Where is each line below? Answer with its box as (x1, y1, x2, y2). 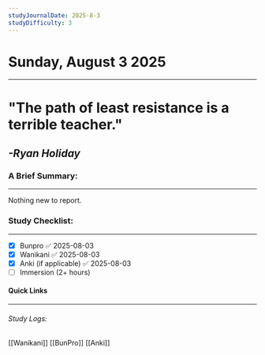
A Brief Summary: (8, 170, 78, 181)
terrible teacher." (8, 115, 123, 133)
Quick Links (8, 286, 48, 296)
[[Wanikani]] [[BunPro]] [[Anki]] (8, 338, 110, 348)
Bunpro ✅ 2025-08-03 (19, 241, 95, 250)
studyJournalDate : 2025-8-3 (8, 11, 101, 20)
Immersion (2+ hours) (19, 267, 91, 277)
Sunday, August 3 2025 (8, 53, 166, 71)
